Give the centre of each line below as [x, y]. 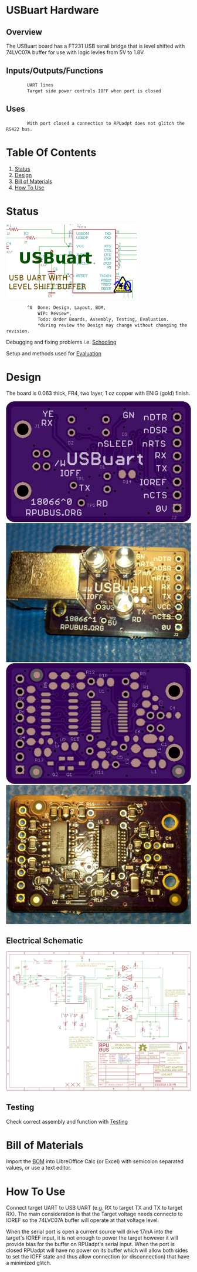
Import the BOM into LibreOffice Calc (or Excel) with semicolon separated [95, 1161]
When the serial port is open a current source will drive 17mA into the [89, 1232]
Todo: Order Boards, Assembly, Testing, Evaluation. [103, 319]
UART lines [40, 85]
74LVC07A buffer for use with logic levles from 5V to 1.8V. [76, 52]
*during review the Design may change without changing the [112, 325]
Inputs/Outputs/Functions [55, 71]
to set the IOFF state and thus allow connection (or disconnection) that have [98, 1257]
